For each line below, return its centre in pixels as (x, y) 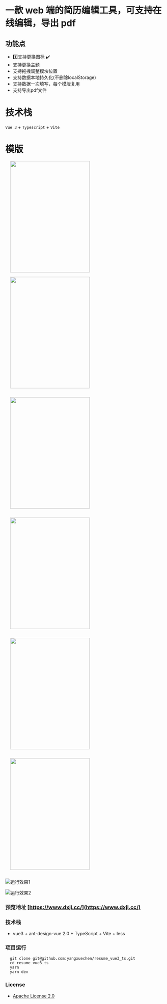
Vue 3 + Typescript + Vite (33, 127)
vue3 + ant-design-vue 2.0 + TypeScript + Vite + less (69, 934)
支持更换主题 (26, 65)
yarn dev (19, 972)
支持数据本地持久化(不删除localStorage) (54, 77)
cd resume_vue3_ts (30, 963)
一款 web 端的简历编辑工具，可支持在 (83, 10)
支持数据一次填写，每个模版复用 (46, 84)
